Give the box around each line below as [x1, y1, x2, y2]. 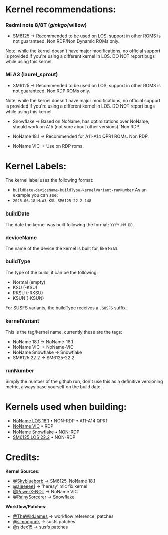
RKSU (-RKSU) [12, 290, 43, 296]
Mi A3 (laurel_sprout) [5, 71, 58, 78]
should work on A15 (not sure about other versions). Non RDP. [12, 123, 141, 129]
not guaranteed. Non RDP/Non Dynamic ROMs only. [12, 38, 120, 44]
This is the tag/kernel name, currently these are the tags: [5, 329, 123, 335]
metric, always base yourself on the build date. [5, 384, 102, 390]
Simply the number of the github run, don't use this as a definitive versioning [5, 378, 163, 385]
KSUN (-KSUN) [12, 295, 44, 301]
